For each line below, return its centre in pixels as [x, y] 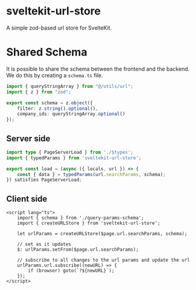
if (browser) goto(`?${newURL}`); [71, 271]
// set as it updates [44, 244]
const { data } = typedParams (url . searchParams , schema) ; [91, 174]
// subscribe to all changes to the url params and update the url [103, 260]
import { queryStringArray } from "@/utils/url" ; [70, 86]
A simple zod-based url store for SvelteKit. [59, 28]
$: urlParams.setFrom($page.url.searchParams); [78, 250]
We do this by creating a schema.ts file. [55, 75]
